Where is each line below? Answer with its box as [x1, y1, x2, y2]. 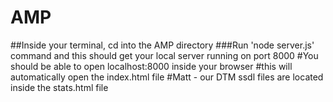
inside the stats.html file [10, 81, 109, 93]
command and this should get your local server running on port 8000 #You [10, 49, 319, 61]
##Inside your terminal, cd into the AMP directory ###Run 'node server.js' [10, 39, 315, 51]
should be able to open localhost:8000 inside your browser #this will [10, 60, 293, 72]
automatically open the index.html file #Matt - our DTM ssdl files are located [10, 71, 324, 83]
